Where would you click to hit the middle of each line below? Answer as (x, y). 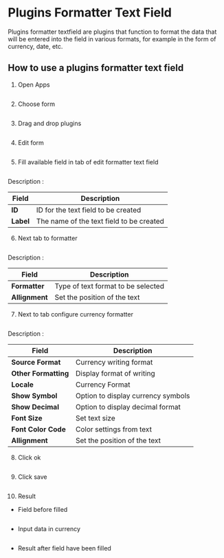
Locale (22, 385)
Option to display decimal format (128, 407)
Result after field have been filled (65, 548)
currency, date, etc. (35, 46)
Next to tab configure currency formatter (75, 314)
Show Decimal (35, 407)
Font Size (27, 418)
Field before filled (43, 509)
